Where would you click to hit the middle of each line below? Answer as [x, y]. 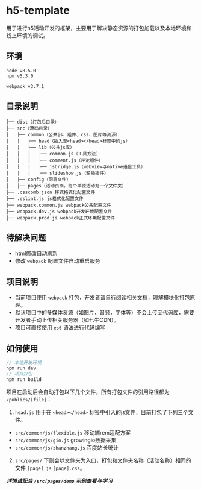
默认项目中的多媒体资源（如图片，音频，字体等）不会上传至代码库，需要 [104, 313]
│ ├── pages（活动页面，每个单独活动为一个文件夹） [66, 186]
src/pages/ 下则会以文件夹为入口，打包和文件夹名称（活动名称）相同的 [103, 460]
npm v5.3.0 [20, 76]
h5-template [38, 11]
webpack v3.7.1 [25, 86]
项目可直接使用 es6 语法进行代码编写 [60, 328]
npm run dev [21, 368]
